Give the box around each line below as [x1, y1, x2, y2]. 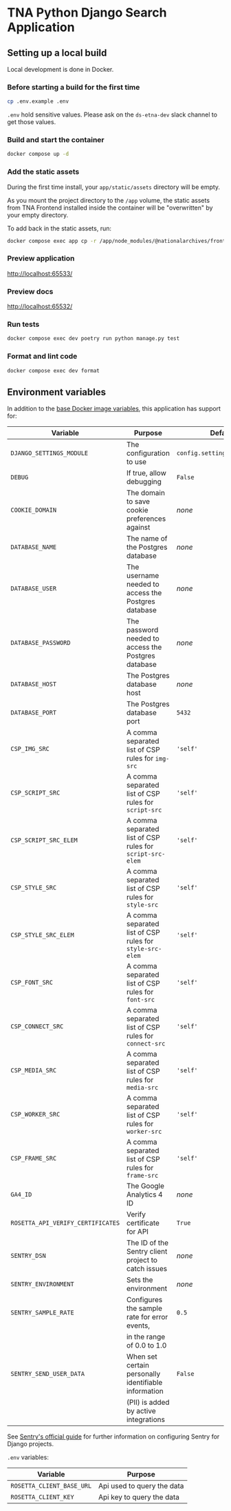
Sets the [126, 1275, 153, 1285]
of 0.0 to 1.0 [126, 1341, 167, 1350]
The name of [126, 534, 168, 543]
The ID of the [126, 1238, 169, 1248]
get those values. [7, 118, 56, 126]
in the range [126, 1332, 166, 1342]
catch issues [126, 1264, 167, 1274]
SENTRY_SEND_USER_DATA [10, 1370, 85, 1378]
